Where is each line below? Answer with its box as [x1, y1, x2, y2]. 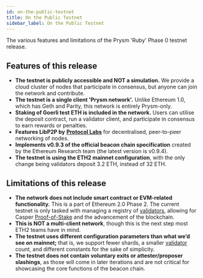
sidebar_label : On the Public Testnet [6, 20, 104, 26]
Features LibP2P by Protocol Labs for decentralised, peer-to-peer [15, 128, 182, 136]
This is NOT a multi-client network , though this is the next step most [15, 220, 188, 227]
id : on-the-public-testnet [6, 8, 75, 15]
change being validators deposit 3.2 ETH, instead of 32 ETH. [15, 161, 167, 168]
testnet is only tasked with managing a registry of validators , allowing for [15, 207, 197, 214]
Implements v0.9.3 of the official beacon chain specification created [15, 141, 191, 148]
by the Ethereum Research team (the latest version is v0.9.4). [15, 148, 168, 155]
